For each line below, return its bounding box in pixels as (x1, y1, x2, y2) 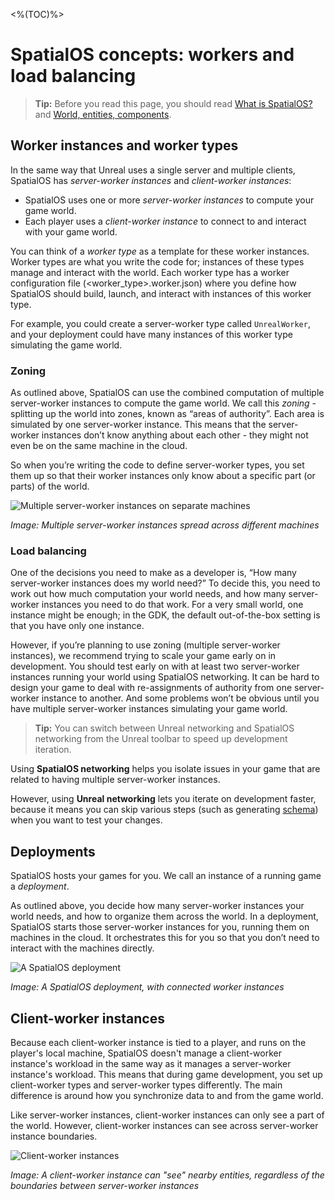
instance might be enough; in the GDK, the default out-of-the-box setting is (10, 609, 321, 621)
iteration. (34, 744, 72, 756)
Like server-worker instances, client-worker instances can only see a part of (10, 1109, 325, 1121)
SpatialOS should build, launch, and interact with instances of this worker (10, 287, 312, 299)
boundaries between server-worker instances (10, 1179, 200, 1191)
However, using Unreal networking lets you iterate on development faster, (10, 793, 317, 805)
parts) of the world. (10, 480, 90, 493)
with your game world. (24, 225, 118, 238)
